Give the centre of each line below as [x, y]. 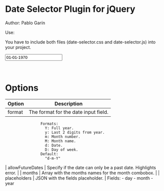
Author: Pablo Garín [25, 23]
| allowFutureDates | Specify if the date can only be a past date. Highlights [81, 167]
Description [69, 103]
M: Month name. [61, 141]
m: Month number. [62, 137]
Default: [49, 154]
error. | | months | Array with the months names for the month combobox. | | [82, 173]
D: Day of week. [61, 149]
